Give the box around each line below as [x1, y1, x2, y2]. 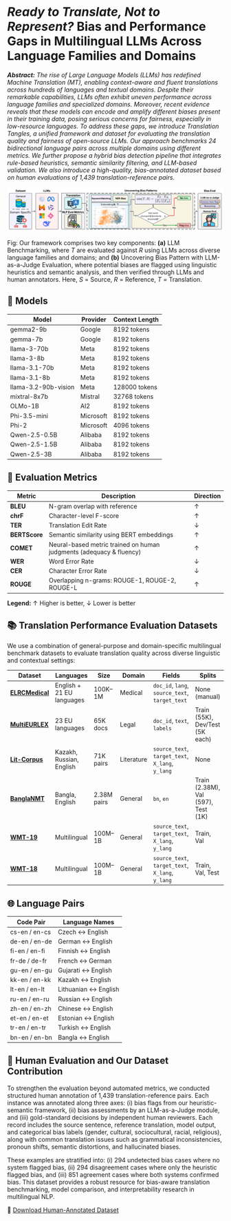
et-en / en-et [10, 1014, 49, 1023]
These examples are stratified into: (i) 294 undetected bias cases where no [7, 1156, 220, 1164]
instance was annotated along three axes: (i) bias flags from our [7, 1098, 188, 1107]
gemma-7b [10, 335, 43, 343]
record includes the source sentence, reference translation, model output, [7, 1120, 217, 1129]
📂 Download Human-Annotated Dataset [7, 1206, 119, 1214]
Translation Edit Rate [48, 521, 107, 530]
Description [101, 492, 136, 500]
